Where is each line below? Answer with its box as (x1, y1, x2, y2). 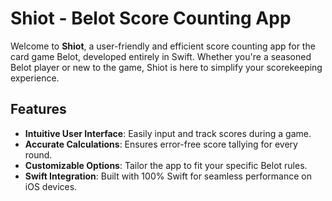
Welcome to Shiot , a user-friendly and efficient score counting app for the (10, 40, 316, 52)
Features (10, 101, 67, 118)
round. (24, 148, 53, 161)
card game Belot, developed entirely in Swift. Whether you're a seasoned (10, 50, 312, 62)
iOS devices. (24, 180, 78, 192)
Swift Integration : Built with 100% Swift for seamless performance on (24, 170, 312, 182)
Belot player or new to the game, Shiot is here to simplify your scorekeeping (10, 61, 323, 73)
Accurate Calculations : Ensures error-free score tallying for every (24, 138, 298, 150)
